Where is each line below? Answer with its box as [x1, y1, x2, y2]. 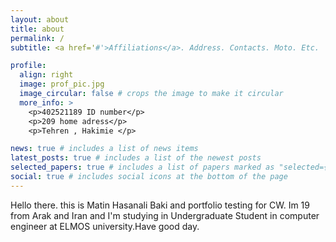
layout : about [10, 14, 70, 25]
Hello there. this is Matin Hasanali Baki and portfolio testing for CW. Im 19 [10, 199, 310, 211]
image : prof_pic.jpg [19, 79, 105, 90]
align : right [19, 70, 74, 80]
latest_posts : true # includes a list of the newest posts [10, 153, 262, 163]
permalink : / [10, 33, 65, 43]
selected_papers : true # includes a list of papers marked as [10, 162, 275, 173]
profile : [10, 61, 47, 71]
